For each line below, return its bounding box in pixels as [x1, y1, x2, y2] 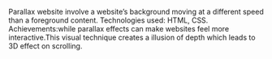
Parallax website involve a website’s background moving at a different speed [8, 7, 264, 16]
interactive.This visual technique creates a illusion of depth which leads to [8, 32, 256, 42]
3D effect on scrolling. [8, 41, 83, 51]
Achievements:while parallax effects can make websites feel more [8, 24, 230, 33]
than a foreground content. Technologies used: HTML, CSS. [8, 15, 209, 25]
